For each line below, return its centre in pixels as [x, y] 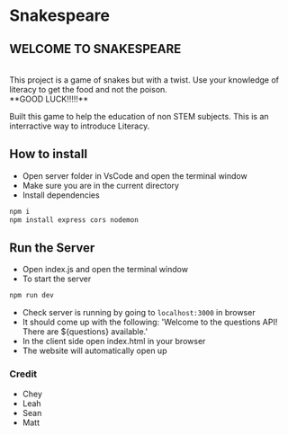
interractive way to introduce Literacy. [80, 126]
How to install [49, 154]
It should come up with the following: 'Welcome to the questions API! [150, 322]
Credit [23, 374]
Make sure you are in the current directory [101, 185]
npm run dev [31, 296]
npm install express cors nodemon [74, 220]
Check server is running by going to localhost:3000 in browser [139, 313]
